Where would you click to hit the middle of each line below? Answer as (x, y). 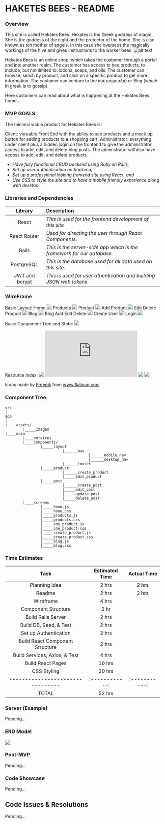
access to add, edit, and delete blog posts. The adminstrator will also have (80, 149)
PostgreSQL (24, 265)
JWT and (25, 276)
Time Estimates (24, 558)
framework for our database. (79, 254)
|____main (15, 434)
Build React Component (46, 641)
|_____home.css (55, 511)
